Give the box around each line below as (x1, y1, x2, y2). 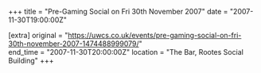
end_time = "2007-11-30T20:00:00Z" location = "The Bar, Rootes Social (8, 48, 244, 56)
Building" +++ (8, 56, 54, 65)
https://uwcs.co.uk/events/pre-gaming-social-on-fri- (67, 31, 242, 40)
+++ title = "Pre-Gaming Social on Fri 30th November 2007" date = (8, 7, 228, 16)
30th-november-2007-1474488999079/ (8, 39, 139, 48)
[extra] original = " (8, 31, 68, 40)
